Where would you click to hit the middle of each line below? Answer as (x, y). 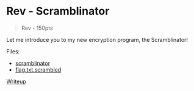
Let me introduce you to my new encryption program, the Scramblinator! (97, 39)
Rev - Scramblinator (58, 11)
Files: (13, 51)
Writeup (16, 81)
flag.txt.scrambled (38, 69)
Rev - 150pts (37, 28)
